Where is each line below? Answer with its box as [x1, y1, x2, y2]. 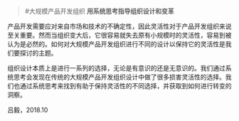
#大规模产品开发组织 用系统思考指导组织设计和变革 [24, 7, 174, 15]
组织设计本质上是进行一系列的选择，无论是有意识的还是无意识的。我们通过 [7, 64, 225, 72]
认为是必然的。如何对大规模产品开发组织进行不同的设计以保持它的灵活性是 [7, 40, 225, 48]
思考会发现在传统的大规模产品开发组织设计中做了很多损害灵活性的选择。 [13, 73, 225, 81]
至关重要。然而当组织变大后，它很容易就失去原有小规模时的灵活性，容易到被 [7, 31, 232, 39]
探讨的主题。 [19, 49, 58, 57]
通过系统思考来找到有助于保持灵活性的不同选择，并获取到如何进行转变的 [19, 82, 232, 90]
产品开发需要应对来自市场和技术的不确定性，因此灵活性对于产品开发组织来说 [7, 22, 232, 31]
